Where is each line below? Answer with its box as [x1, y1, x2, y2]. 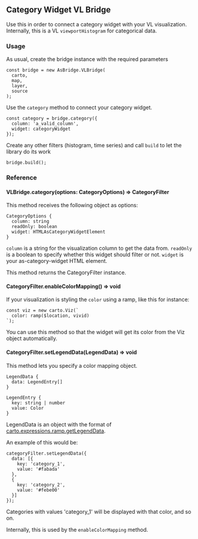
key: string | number [11, 399, 66, 406]
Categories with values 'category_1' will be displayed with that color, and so [6, 508, 191, 515]
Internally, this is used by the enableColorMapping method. [6, 526, 148, 533]
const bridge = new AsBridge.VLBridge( [6, 67, 106, 74]
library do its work [6, 148, 51, 155]
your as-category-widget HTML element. [6, 258, 108, 265]
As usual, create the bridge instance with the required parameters [6, 56, 169, 63]
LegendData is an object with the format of [6, 420, 112, 428]
